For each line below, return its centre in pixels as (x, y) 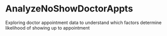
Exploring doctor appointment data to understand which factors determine (83, 22)
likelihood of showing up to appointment (48, 27)
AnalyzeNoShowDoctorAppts (69, 9)
